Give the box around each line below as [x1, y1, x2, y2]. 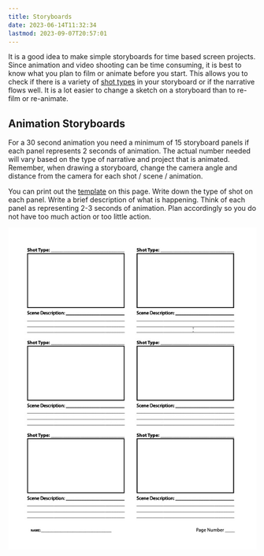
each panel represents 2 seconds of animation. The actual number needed [8, 146, 251, 156]
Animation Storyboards [8, 117, 126, 130]
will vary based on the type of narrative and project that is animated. [8, 155, 230, 164]
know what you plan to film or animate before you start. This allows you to [8, 69, 248, 78]
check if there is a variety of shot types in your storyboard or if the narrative [8, 77, 255, 87]
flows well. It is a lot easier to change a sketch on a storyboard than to [8, 85, 236, 95]
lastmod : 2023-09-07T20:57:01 [8, 29, 108, 37]
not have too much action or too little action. [8, 212, 151, 221]
